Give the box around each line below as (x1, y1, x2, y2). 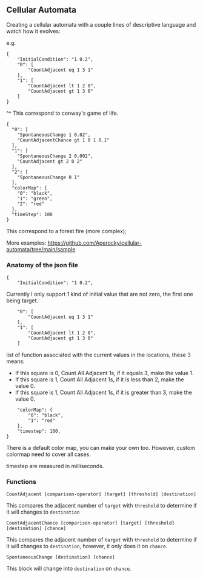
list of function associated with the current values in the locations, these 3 (6, 352, 191, 359)
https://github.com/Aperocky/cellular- (47, 239, 142, 246)
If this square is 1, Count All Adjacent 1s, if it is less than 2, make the (15, 376, 184, 383)
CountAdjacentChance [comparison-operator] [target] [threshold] (6, 520, 175, 526)
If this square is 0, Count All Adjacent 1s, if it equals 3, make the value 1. (15, 370, 194, 377)
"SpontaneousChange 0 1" (17, 174, 80, 180)
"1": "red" (28, 418, 56, 424)
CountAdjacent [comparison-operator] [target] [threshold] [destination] (6, 491, 197, 497)
